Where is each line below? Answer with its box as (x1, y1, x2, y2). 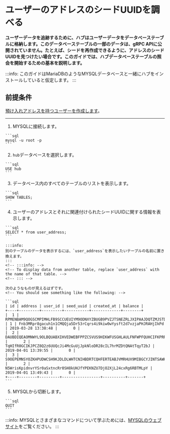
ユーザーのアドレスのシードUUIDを (5, 4, 151, 16)
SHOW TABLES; (5, 195, 33, 200)
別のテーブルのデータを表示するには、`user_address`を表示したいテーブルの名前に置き (5, 248, 165, 254)
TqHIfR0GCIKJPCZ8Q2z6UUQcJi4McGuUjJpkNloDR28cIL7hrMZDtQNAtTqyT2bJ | (5, 343, 155, 348)
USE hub (5, 166, 22, 171)
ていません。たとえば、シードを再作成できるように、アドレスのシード (18, 47, 164, 53)
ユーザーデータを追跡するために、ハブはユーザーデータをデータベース (5, 34, 151, 41)
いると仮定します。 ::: (31, 77, 77, 83)
